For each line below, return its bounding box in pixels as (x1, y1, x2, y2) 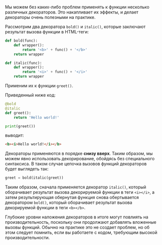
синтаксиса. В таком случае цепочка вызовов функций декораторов (5, 161, 147, 167)
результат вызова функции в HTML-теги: (5, 29, 89, 34)
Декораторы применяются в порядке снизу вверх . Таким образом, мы (5, 151, 153, 156)
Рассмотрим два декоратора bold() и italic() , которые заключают (5, 24, 146, 30)
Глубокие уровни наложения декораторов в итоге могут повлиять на (5, 214, 148, 220)
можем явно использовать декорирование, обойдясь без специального (5, 156, 155, 162)
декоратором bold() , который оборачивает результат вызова (5, 199, 133, 205)
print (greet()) (5, 123, 36, 129)
